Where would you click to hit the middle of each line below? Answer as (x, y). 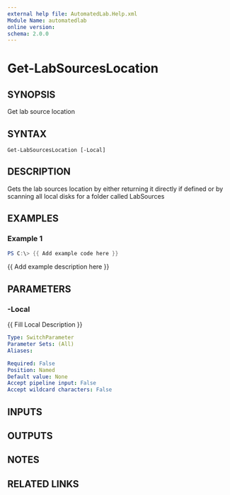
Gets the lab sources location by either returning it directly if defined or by (115, 189)
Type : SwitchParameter (41, 338)
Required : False (31, 363)
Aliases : (20, 351)
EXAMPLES (33, 219)
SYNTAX (27, 134)
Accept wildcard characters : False (60, 390)
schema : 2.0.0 (28, 34)
